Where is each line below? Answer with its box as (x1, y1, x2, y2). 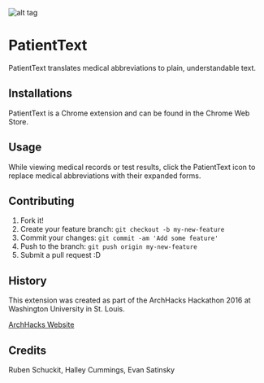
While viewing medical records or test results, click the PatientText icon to (8, 162, 256, 172)
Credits (8, 343, 47, 357)
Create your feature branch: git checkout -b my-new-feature (19, 224, 225, 234)
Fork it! (19, 215, 45, 225)
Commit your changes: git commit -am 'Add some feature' (19, 233, 219, 243)
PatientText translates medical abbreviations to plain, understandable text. (8, 63, 257, 72)
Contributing (8, 194, 75, 207)
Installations (8, 86, 73, 101)
